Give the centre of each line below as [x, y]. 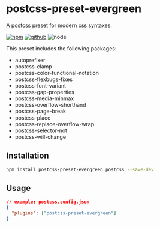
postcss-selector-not [41, 130]
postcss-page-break [40, 111]
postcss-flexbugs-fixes [44, 79]
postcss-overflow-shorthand [50, 104]
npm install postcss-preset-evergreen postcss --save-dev [80, 169]
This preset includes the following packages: [61, 48]
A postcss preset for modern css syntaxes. [59, 25]
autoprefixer [30, 60]
